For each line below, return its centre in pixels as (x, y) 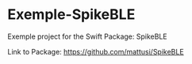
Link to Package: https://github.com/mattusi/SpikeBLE (96, 51)
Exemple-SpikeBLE (71, 15)
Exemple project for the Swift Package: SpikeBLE (87, 36)
